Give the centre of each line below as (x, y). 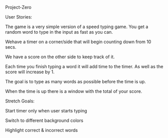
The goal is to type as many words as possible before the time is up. (76, 82)
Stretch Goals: (20, 101)
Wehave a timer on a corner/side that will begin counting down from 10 (78, 42)
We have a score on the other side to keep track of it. (60, 57)
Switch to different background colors (44, 120)
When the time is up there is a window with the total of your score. (74, 91)
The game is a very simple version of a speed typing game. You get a (77, 27)
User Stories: (19, 17)
